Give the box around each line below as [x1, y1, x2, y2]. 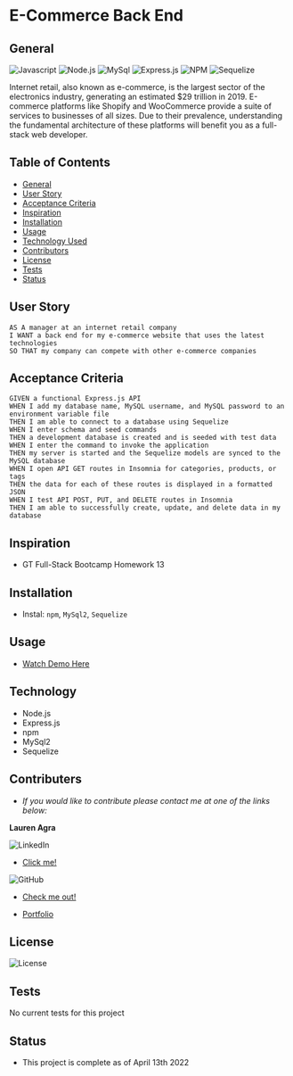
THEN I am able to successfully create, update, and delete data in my [9, 503, 281, 513]
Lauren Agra [9, 822, 56, 832]
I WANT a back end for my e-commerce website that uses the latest [9, 331, 265, 340]
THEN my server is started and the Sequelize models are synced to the [9, 449, 281, 458]
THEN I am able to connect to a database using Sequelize [9, 418, 229, 426]
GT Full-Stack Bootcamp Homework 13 [21, 559, 165, 570]
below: [21, 805, 47, 815]
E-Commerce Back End [9, 5, 184, 26]
